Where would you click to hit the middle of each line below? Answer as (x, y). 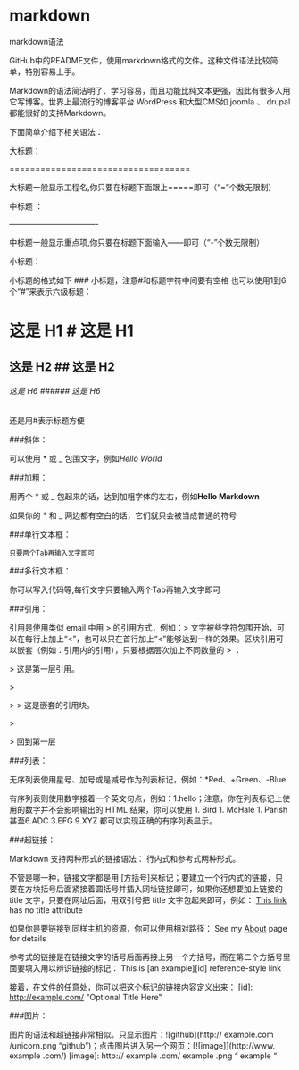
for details (28, 938)
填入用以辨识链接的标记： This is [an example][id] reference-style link (153, 968)
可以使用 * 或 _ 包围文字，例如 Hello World (86, 458)
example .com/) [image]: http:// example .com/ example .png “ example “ (143, 1056)
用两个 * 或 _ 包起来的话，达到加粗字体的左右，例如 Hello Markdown (135, 496)
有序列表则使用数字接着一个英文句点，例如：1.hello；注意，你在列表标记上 (146, 798)
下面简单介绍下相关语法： (56, 131)
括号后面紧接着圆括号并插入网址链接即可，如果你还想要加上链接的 (161, 889)
